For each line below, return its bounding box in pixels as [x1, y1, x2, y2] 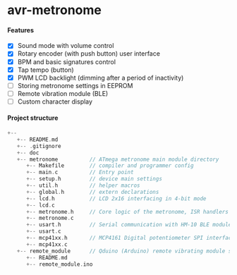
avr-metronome [7, 2, 102, 18]
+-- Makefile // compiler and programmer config [25, 162, 194, 169]
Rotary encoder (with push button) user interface [17, 49, 161, 58]
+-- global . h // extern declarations [25, 188, 159, 195]
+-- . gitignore [16, 142, 61, 149]
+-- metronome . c [25, 214, 74, 222]
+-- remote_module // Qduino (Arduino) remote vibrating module [16, 248, 226, 255]
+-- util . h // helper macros [25, 182, 140, 189]
